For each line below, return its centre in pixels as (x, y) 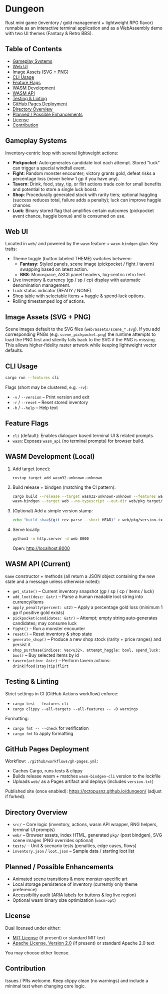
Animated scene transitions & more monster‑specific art (70, 879)
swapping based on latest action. (54, 269)
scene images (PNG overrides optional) (53, 841)
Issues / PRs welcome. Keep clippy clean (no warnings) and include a (77, 980)
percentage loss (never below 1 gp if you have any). (65, 178)
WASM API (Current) (38, 564)
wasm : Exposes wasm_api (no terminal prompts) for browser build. (78, 441)
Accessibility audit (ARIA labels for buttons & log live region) (74, 895)
